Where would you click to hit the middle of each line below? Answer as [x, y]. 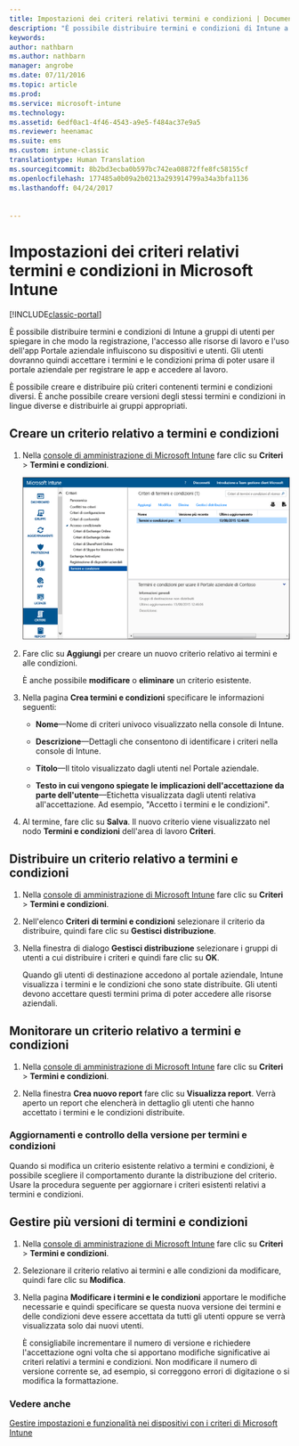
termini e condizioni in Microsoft [131, 271]
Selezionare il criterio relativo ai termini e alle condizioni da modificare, [152, 1270]
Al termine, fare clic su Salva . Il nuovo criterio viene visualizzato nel [146, 821]
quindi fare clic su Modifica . [74, 1279]
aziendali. [40, 1003]
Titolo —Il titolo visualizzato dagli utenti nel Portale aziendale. [147, 768]
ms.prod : [25, 94]
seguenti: [39, 707]
